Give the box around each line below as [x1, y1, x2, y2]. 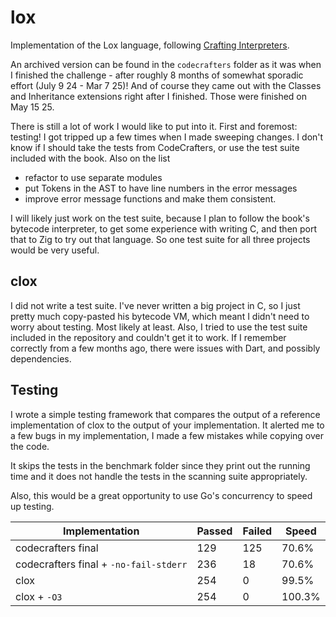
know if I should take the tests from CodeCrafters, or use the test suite [10, 141, 300, 153]
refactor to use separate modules [24, 171, 163, 183]
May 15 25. [10, 101, 55, 113]
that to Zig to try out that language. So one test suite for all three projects [10, 233, 311, 245]
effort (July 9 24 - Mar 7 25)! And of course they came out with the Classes [10, 79, 322, 91]
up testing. [10, 500, 55, 512]
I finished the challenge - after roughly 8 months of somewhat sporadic [10, 69, 304, 81]
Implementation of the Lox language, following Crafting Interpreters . [10, 39, 290, 51]
